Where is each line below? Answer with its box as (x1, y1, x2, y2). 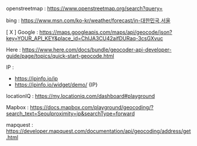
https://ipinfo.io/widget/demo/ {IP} (14, 81, 98, 88)
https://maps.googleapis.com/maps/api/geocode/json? (39, 29, 173, 36)
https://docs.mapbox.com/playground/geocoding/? (30, 104, 154, 110)
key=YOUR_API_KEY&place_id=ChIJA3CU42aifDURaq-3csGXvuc (6, 35, 164, 41)
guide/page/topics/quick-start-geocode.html (6, 53, 114, 59)
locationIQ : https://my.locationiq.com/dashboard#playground (6, 93, 155, 99)
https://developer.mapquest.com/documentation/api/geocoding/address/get (6, 128, 191, 134)
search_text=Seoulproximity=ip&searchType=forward (6, 110, 135, 117)
